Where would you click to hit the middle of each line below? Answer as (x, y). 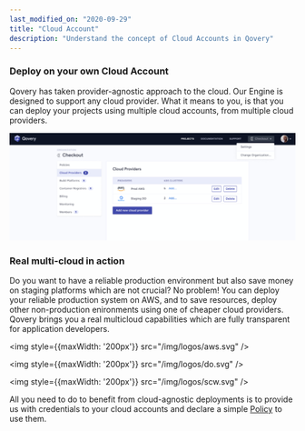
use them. (28, 419)
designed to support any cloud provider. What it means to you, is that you (147, 101)
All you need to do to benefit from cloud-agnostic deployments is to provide (151, 399)
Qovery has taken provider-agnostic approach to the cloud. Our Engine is (146, 91)
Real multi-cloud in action (67, 261)
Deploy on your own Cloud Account (89, 71)
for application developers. (60, 329)
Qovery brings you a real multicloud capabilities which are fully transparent (150, 319)
